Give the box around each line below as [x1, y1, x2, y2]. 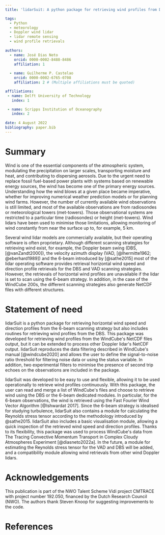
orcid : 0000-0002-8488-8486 [14, 57, 71, 62]
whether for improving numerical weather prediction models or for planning [5, 193, 158, 199]
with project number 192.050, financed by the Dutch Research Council [5, 493, 147, 499]
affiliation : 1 [14, 62, 45, 67]
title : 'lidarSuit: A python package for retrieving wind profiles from [5, 7, 157, 12]
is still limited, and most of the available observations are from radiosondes [5, 204, 157, 210]
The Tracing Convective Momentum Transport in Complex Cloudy [5, 434, 138, 440]
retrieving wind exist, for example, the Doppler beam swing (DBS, [5, 245, 137, 251]
